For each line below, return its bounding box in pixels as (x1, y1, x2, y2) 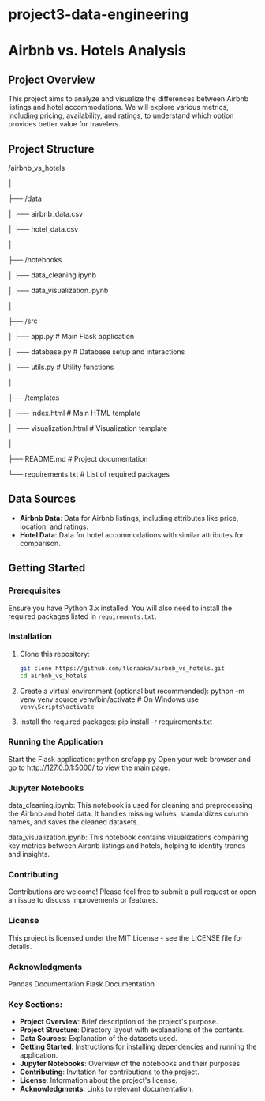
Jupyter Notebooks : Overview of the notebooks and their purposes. (19, 1059, 242, 1069)
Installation (8, 631, 53, 642)
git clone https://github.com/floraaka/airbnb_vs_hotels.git (19, 664, 226, 673)
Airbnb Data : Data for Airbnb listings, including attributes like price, (19, 513, 239, 522)
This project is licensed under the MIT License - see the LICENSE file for (8, 933, 243, 942)
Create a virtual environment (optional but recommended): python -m (19, 686, 245, 696)
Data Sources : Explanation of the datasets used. (19, 1034, 177, 1043)
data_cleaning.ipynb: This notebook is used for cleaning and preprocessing (8, 801, 253, 810)
